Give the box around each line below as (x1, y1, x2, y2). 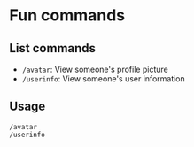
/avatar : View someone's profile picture (21, 64, 168, 74)
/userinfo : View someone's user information (21, 73, 186, 84)
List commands (9, 41, 96, 56)
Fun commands (9, 5, 126, 26)
